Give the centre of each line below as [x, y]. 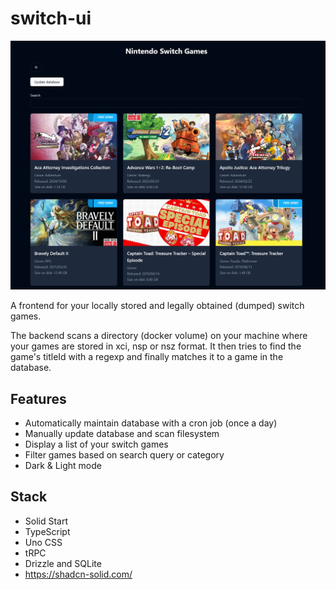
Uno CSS [43, 542]
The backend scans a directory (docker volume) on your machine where [159, 336]
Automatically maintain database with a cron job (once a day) [151, 423]
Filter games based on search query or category [124, 454]
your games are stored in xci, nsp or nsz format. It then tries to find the [156, 346]
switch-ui [51, 18]
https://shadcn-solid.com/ [78, 574]
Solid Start [46, 521]
